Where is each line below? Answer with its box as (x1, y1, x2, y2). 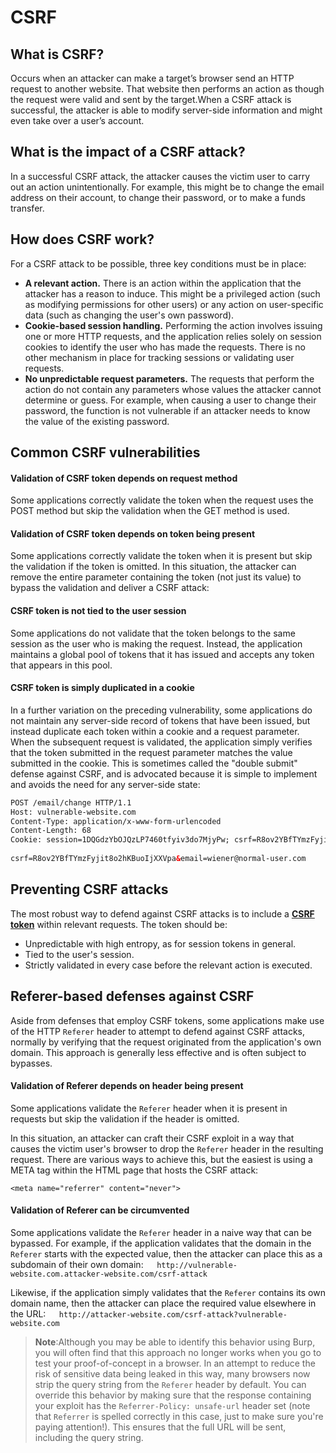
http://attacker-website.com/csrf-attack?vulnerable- (58, 1309, 288, 1320)
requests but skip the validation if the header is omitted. (10, 1112, 240, 1125)
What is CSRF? (10, 46, 105, 63)
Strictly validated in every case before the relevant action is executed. (24, 959, 313, 971)
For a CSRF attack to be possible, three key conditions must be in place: (10, 257, 307, 270)
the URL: (10, 1307, 47, 1320)
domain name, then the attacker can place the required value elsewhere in (10, 1297, 317, 1309)
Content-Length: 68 (10, 826, 92, 836)
